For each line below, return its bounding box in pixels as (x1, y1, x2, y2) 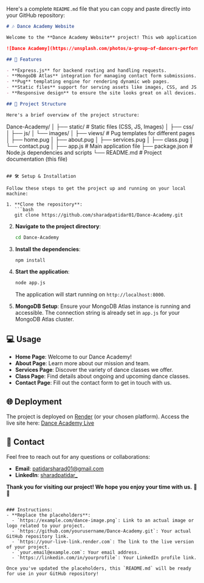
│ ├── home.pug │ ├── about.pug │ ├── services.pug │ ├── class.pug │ (6, 136, 194, 143)
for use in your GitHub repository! (6, 570, 99, 577)
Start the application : (15, 268, 70, 276)
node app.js (15, 280, 46, 286)
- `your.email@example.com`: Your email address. (12, 549, 140, 556)
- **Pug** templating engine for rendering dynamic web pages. (6, 79, 170, 85)
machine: (6, 190, 29, 197)
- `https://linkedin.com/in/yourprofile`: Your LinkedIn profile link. (12, 554, 197, 560)
